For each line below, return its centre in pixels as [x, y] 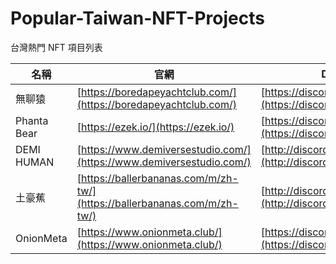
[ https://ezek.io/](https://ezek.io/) [155, 127]
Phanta [32, 120]
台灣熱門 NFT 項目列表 [56, 47]
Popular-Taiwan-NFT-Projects [137, 18]
